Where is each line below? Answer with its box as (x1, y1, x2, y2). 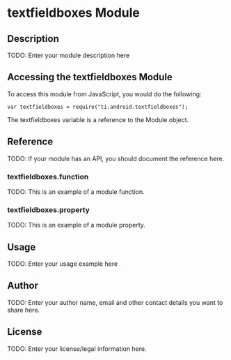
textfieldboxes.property (7, 204, 90, 214)
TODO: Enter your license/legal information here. (7, 344, 147, 353)
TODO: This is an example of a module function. (7, 187, 145, 196)
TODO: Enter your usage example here (7, 260, 118, 268)
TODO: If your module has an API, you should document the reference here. (7, 154, 225, 163)
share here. (7, 306, 40, 314)
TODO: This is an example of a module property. (7, 221, 146, 230)
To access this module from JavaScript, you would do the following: (7, 89, 202, 98)
